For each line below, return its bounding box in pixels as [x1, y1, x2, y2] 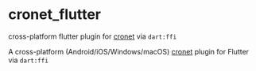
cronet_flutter [8, 6, 102, 24]
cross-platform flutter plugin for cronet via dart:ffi [8, 32, 177, 41]
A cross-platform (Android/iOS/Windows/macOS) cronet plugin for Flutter [8, 47, 249, 56]
